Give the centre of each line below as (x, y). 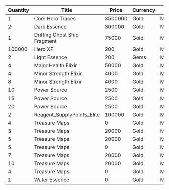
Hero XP (44, 49)
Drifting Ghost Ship (56, 35)
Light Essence (51, 57)
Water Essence (52, 180)
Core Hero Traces (55, 18)
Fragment (45, 41)
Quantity (18, 10)
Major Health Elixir (56, 66)
